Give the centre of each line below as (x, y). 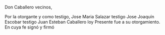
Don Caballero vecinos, (28, 7)
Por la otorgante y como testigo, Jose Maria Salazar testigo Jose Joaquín (80, 17)
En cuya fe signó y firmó (29, 27)
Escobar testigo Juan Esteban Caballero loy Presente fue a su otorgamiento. (82, 22)
